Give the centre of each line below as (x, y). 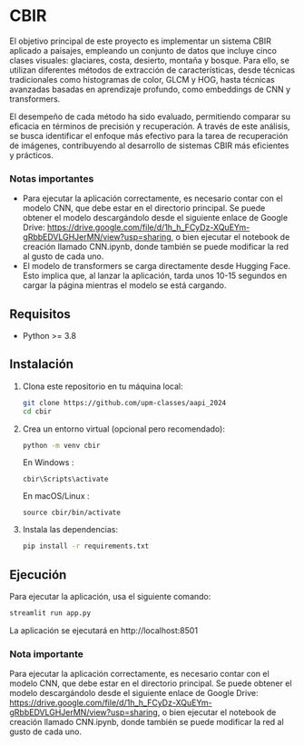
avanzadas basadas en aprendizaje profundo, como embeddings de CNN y (150, 89)
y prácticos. (32, 154)
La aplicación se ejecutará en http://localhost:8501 (103, 631)
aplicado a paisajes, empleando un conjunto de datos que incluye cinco (143, 50)
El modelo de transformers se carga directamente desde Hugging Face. (157, 266)
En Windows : (48, 463)
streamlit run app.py (50, 613)
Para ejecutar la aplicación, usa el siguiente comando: (110, 597)
